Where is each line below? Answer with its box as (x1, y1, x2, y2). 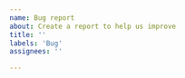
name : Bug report (9, 13, 75, 23)
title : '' (9, 30, 47, 39)
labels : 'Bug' (9, 38, 63, 48)
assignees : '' (9, 47, 63, 56)
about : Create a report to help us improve (9, 22, 177, 31)
